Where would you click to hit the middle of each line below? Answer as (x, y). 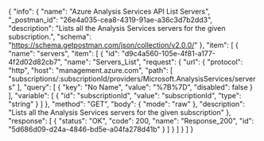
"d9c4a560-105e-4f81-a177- (169, 53)
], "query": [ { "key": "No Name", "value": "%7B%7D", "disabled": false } (135, 87)
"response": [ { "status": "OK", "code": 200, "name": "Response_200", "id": (131, 121)
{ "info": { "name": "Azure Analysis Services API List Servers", (109, 11)
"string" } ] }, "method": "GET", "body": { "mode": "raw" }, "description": (126, 104)
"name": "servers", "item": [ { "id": (64, 53)
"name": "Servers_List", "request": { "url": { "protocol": (153, 62)
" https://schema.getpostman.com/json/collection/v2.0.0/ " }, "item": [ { (123, 45)
